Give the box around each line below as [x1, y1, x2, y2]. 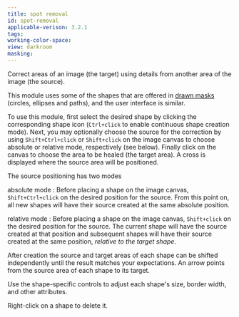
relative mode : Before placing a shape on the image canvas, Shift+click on [7, 214, 232, 223]
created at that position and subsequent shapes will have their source [7, 229, 213, 238]
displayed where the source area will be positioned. [7, 157, 159, 166]
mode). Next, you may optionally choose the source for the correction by [7, 128, 222, 136]
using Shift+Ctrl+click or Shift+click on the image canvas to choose [7, 135, 215, 143]
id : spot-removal [7, 17, 59, 24]
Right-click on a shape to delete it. [7, 301, 108, 310]
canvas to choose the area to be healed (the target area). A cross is [7, 150, 205, 159]
